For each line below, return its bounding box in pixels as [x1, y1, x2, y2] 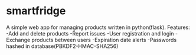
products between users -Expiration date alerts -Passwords [31, 36, 177, 43]
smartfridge [6, 4, 66, 18]
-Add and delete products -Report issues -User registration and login [6, 30, 174, 37]
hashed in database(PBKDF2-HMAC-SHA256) [6, 43, 119, 50]
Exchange [6, 36, 31, 43]
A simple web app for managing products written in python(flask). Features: [6, 24, 190, 31]
